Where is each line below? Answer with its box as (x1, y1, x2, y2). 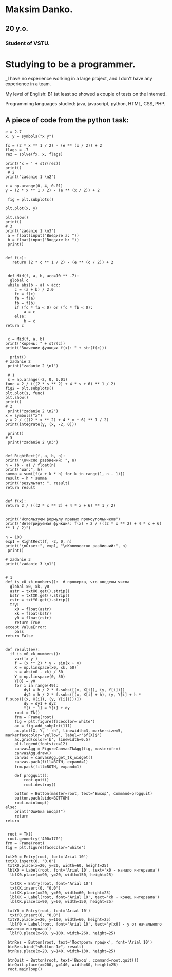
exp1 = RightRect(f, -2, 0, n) (5, 539, 72, 544)
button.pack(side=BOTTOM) (14, 796, 70, 801)
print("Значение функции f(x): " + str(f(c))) (5, 346, 107, 351)
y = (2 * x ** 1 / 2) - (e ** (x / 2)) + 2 (5, 188, 100, 193)
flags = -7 (5, 148, 29, 153)
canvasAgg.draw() (14, 751, 52, 756)
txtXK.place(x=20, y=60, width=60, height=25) (10, 890, 111, 896)
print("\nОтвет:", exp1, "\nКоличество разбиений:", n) (5, 544, 127, 549)
